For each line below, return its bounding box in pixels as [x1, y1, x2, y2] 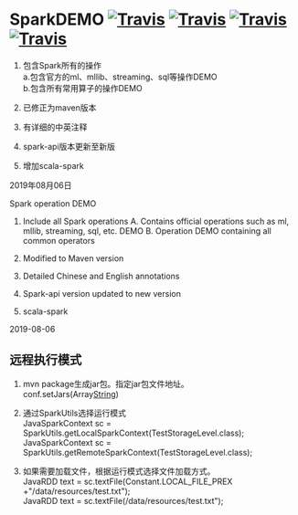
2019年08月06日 [9, 179, 72, 191]
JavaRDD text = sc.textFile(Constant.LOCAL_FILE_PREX [22, 476, 233, 487]
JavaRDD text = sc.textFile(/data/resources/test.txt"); [22, 495, 224, 506]
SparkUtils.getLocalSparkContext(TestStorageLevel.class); [22, 427, 245, 438]
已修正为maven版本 [22, 101, 97, 113]
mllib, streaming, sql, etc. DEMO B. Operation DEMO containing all [22, 225, 271, 236]
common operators [22, 235, 96, 246]
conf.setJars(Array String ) [22, 388, 119, 399]
